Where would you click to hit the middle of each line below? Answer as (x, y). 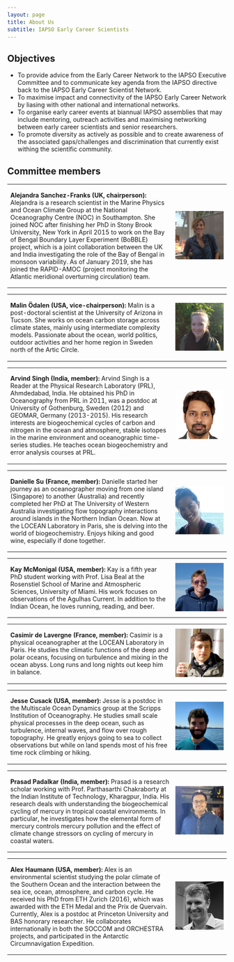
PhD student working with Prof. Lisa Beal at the (77, 576)
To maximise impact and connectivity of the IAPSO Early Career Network (122, 97)
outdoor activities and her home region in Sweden (81, 342)
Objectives (31, 58)
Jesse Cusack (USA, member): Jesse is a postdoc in (87, 701)
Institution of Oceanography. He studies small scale (84, 716)
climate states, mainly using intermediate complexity (85, 328)
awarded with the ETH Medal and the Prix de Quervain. (89, 906)
